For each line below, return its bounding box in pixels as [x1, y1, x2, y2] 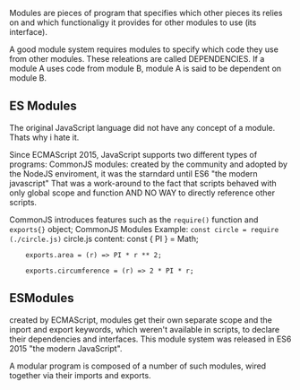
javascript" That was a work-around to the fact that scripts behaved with [9, 178, 278, 188]
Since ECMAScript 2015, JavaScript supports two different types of [9, 149, 258, 160]
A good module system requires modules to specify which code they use [9, 44, 279, 55]
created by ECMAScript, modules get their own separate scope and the [9, 314, 273, 325]
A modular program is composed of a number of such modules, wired [9, 360, 267, 371]
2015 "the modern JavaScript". [9, 342, 123, 353]
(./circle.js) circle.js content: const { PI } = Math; [9, 233, 199, 244]
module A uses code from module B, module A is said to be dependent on [9, 63, 282, 74]
